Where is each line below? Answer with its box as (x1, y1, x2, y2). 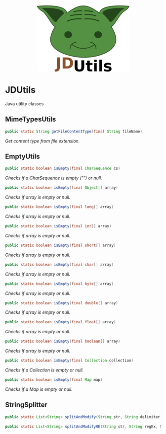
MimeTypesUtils (5, 115, 56, 124)
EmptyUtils (5, 152, 41, 161)
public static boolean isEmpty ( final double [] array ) (5, 300, 119, 305)
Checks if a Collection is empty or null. (5, 367, 84, 373)
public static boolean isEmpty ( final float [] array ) (5, 320, 116, 325)
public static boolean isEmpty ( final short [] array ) (5, 243, 116, 248)
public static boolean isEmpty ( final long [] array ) (5, 205, 114, 210)
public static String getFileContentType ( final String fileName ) (5, 129, 142, 134)
